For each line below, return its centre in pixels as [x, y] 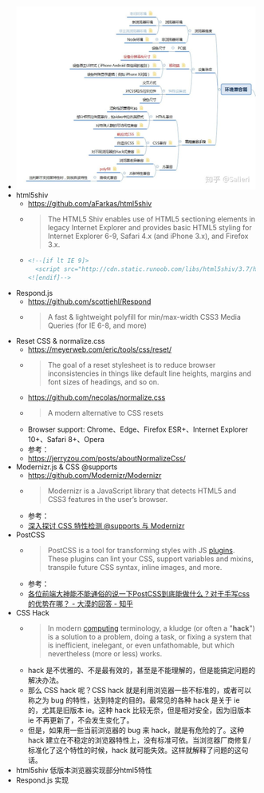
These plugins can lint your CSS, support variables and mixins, [150, 559]
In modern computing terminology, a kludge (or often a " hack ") [151, 628]
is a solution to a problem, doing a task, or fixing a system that [150, 636]
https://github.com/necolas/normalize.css [97, 397]
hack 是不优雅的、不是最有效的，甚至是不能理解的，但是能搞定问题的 [142, 670]
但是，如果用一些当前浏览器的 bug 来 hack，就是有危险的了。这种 [136, 730]
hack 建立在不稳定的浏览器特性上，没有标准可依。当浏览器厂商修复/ [139, 740]
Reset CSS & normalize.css [60, 341]
